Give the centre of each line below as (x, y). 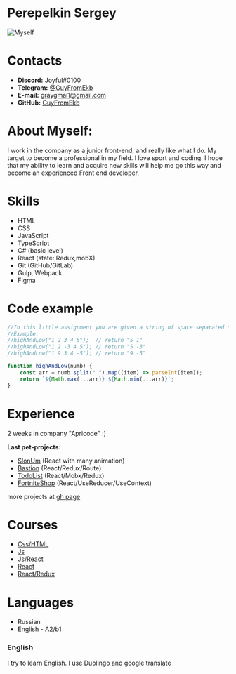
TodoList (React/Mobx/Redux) (61, 475)
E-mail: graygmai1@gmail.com (62, 95)
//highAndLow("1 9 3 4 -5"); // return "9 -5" (77, 353)
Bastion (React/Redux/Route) (59, 468)
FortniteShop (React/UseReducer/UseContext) (85, 483)
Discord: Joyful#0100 (49, 80)
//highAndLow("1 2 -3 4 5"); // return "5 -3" (77, 347)
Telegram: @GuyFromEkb (55, 87)
